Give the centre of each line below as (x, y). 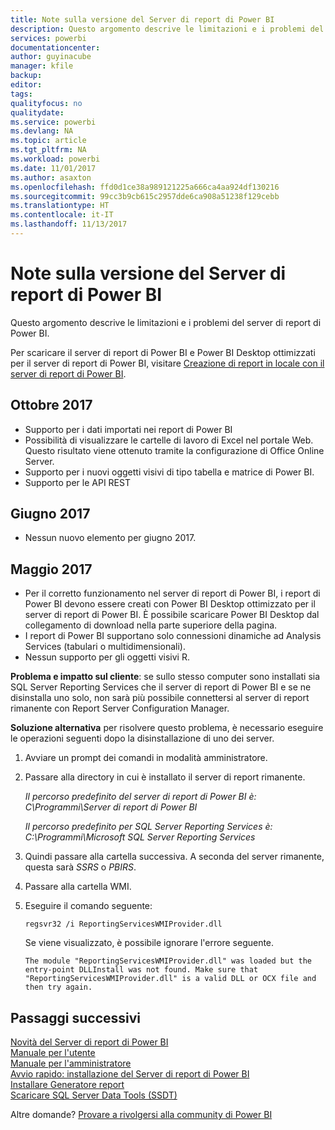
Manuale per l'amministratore (71, 1063)
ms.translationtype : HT (60, 206)
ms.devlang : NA (42, 131)
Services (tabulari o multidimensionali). (105, 647)
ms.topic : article (48, 141)
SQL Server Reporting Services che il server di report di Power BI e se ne (161, 687)
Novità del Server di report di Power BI (89, 1042)
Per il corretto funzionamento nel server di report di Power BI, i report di (172, 593)
